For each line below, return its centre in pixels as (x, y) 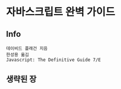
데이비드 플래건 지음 (27, 49)
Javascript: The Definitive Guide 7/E (53, 60)
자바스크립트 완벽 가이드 (61, 12)
